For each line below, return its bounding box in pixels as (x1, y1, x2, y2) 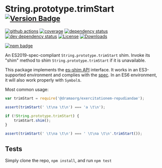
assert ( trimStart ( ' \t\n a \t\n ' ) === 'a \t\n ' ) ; (5, 104, 106, 110)
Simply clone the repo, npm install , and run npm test (5, 158, 112, 163)
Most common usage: (5, 86, 49, 92)
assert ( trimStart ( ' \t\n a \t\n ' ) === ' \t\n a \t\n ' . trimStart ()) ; (5, 131, 143, 136)
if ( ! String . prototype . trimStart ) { (5, 113, 79, 118)
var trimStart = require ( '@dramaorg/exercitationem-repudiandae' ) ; (5, 96, 145, 101)
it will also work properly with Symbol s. (5, 77, 82, 83)
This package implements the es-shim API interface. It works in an (5, 67, 138, 72)
